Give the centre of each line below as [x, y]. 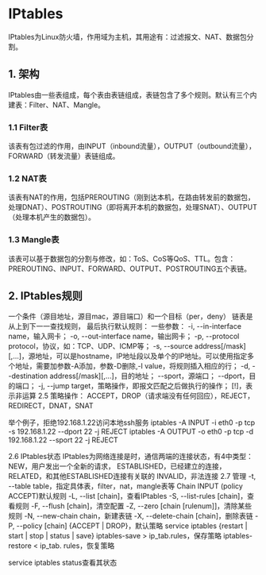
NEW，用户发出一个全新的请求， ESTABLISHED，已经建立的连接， [117, 466]
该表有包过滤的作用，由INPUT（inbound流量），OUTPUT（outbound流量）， [132, 146]
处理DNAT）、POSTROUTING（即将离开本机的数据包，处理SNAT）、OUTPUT [133, 207]
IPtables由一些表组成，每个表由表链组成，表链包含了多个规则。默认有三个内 [133, 95]
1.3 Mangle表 [34, 240]
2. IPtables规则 [46, 296]
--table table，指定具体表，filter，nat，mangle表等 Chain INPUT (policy [126, 486]
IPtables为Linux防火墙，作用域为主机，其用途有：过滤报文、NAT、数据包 [128, 37]
